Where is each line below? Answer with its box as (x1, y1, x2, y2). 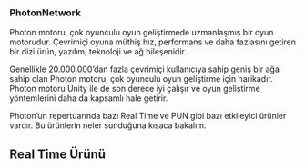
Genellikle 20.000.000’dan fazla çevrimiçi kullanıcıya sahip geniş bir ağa (9, 64, 280, 74)
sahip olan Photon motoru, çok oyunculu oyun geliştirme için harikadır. (9, 74, 273, 84)
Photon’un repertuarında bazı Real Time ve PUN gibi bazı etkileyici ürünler (9, 111, 287, 122)
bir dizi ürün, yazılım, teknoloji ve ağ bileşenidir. (9, 46, 187, 57)
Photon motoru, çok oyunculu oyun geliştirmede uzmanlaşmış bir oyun (9, 27, 274, 38)
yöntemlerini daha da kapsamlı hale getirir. (9, 93, 168, 104)
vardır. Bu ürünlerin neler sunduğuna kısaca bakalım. (9, 120, 207, 131)
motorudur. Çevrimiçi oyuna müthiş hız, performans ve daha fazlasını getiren (9, 36, 297, 47)
